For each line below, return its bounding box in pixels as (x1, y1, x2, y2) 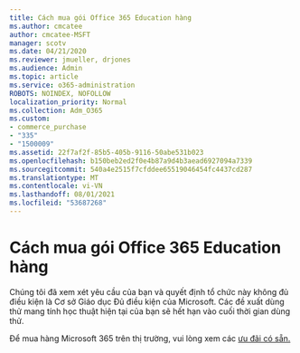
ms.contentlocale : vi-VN (9, 182, 103, 191)
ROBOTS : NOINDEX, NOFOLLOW (9, 89, 111, 98)
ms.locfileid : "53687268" (9, 198, 107, 208)
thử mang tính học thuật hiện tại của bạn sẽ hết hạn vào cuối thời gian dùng (9, 305, 291, 317)
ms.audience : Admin (9, 64, 83, 73)
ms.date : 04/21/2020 (9, 47, 88, 56)
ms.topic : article (9, 72, 79, 81)
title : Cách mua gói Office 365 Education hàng (9, 13, 192, 23)
